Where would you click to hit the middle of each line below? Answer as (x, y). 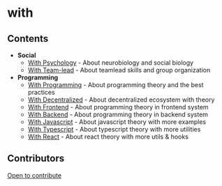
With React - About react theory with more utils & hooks (108, 137)
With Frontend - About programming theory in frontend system (118, 107)
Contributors (36, 158)
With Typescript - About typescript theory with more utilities (114, 129)
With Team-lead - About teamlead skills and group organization (119, 70)
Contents (28, 39)
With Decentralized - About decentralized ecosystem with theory (121, 100)
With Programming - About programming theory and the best (116, 85)
